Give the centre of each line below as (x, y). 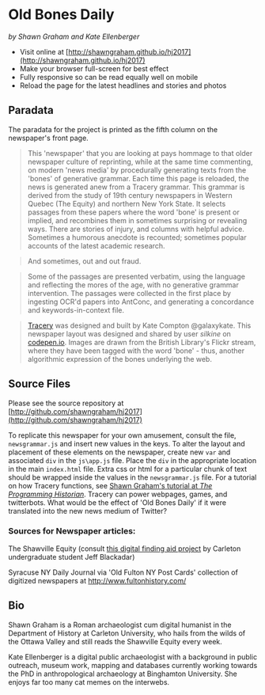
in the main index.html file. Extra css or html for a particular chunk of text (128, 469)
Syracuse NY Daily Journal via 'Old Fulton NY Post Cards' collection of (123, 572)
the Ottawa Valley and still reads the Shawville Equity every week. (115, 641)
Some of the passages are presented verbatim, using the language (136, 276)
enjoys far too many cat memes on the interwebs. (89, 682)
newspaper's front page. (48, 138)
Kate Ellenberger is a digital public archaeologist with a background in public (133, 657)
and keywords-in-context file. (76, 310)
